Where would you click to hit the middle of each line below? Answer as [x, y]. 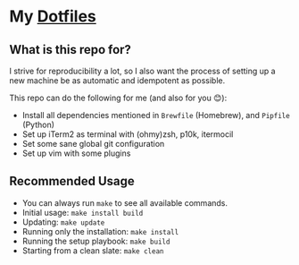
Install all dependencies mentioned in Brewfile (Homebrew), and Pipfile [156, 115]
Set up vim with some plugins [76, 153]
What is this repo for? [71, 50]
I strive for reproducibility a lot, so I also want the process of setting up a [142, 71]
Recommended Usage [72, 181]
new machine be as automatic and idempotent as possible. [117, 81]
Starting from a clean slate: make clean [93, 250]
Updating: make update [63, 222]
